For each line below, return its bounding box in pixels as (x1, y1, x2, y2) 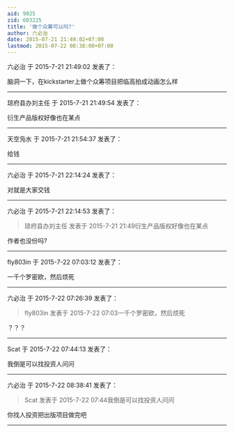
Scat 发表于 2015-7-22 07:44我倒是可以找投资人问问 (24, 396, 175, 404)
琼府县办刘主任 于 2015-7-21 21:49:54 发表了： (7, 99, 141, 107)
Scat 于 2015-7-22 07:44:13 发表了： (7, 345, 113, 353)
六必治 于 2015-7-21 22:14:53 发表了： (7, 207, 117, 215)
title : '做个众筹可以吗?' (7, 23, 75, 30)
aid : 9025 (7, 10, 36, 17)
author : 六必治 (7, 29, 48, 37)
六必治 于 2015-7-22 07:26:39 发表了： (7, 294, 118, 302)
